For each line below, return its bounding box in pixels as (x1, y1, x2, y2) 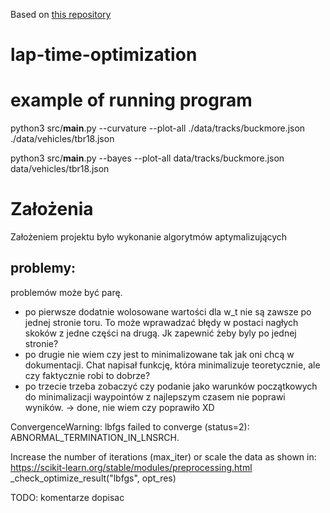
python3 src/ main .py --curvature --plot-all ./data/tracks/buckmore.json (10, 122, 306, 134)
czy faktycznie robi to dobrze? (24, 369, 151, 381)
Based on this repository (10, 9, 112, 20)
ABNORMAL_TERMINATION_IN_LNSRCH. (10, 431, 180, 443)
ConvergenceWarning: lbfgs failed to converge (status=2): (10, 420, 250, 433)
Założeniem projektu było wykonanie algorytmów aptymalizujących (10, 231, 288, 243)
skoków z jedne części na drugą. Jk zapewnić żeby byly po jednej (24, 327, 297, 339)
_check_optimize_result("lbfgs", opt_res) (10, 472, 177, 484)
